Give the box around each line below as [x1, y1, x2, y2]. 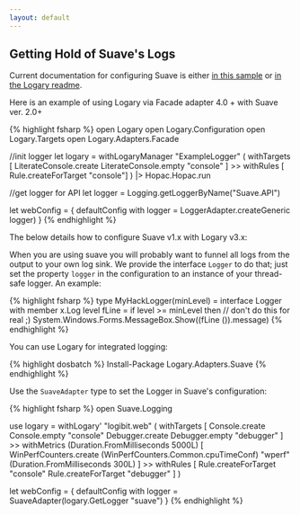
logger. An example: [27, 278, 101, 289]
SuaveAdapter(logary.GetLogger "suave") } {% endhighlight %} [9, 495, 244, 506]
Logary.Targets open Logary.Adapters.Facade [9, 134, 180, 145]
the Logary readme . [9, 80, 83, 91]
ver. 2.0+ [9, 107, 43, 118]
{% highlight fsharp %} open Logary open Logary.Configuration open [9, 124, 266, 135]
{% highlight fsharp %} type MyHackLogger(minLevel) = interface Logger [9, 296, 283, 306]
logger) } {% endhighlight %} [9, 215, 117, 226]
